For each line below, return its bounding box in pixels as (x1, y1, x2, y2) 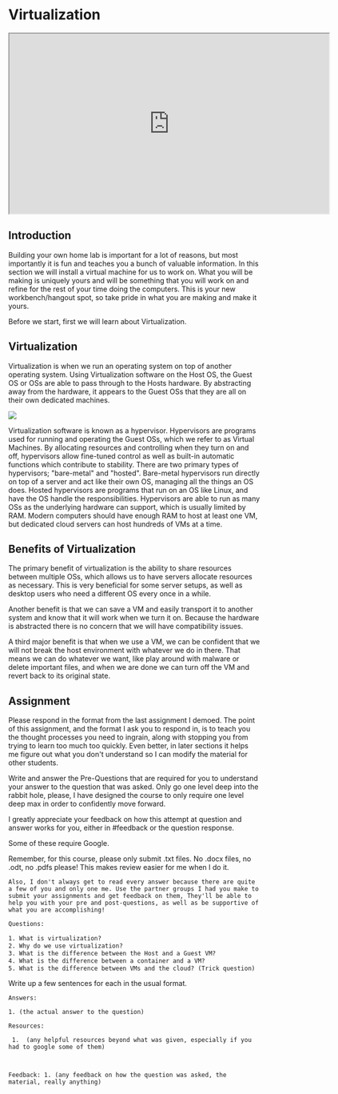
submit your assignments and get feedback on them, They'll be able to (8, 892, 252, 900)
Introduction (8, 229, 72, 242)
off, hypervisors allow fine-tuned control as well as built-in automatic (8, 451, 235, 461)
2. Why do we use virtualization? (8, 942, 124, 950)
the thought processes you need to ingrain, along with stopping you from (8, 732, 249, 742)
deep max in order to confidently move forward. (8, 799, 166, 809)
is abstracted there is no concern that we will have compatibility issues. (8, 622, 244, 631)
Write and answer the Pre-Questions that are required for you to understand (8, 774, 258, 783)
